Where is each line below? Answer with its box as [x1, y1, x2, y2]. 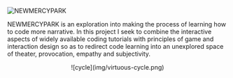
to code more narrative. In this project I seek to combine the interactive [7, 28, 212, 36]
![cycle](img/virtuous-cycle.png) [71, 63, 164, 71]
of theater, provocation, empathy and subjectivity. [7, 49, 151, 58]
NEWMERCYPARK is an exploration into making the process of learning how [7, 20, 226, 28]
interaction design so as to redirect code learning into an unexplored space [7, 42, 224, 50]
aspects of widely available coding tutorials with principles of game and [7, 35, 214, 43]
